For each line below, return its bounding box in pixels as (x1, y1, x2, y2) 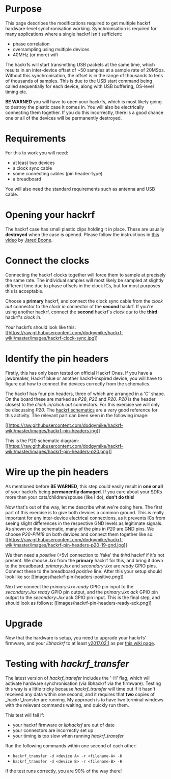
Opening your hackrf (5, 209, 95, 221)
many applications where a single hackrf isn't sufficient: (5, 31, 123, 37)
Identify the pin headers (5, 353, 109, 364)
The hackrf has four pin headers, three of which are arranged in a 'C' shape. (5, 391, 165, 397)
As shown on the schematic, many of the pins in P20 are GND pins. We (5, 525, 154, 532)
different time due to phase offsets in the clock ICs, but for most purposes (5, 282, 160, 289)
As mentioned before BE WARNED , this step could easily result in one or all (5, 483, 163, 489)
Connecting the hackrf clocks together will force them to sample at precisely (5, 271, 166, 278)
